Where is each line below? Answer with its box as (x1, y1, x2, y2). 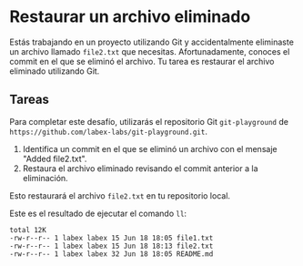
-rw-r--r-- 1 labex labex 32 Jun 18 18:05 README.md (9, 249, 214, 259)
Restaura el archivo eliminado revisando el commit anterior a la (22, 162, 258, 174)
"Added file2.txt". (22, 153, 87, 164)
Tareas (9, 92, 50, 107)
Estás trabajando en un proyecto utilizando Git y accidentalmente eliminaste (9, 36, 294, 47)
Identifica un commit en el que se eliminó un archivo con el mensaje (22, 143, 278, 154)
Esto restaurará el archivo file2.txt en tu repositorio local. (9, 189, 230, 201)
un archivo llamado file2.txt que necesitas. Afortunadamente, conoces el (9, 46, 290, 56)
